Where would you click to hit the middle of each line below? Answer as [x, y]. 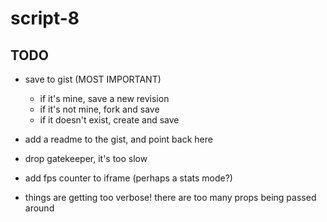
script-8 [45, 18]
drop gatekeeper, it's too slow [86, 158]
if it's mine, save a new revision [104, 98]
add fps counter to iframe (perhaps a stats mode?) [128, 178]
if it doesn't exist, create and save [109, 120]
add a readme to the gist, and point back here [118, 139]
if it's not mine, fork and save [99, 109]
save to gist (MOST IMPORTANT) [93, 79]
